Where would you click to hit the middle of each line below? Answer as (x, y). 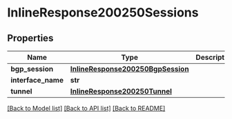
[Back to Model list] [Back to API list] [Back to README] (86, 108)
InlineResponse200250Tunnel (121, 91)
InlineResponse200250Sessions (103, 13)
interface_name (37, 80)
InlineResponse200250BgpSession (129, 69)
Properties (30, 38)
